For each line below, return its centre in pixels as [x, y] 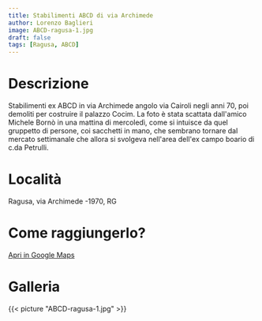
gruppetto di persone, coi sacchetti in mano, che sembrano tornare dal [123, 131]
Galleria [34, 287]
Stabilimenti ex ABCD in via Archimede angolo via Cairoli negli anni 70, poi [128, 106]
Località [35, 179]
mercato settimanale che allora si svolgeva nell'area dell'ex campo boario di [131, 140]
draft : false [30, 37]
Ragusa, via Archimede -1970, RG [62, 201]
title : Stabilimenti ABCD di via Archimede [81, 15]
